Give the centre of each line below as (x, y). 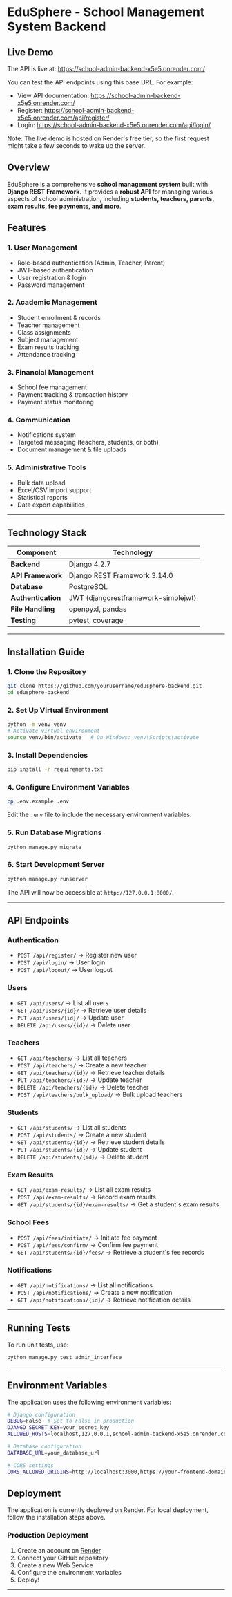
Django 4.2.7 (90, 564)
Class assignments (44, 332)
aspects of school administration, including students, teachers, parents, (111, 198)
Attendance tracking (46, 354)
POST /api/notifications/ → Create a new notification (95, 1293)
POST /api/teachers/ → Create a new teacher (82, 1065)
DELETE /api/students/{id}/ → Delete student (83, 1157)
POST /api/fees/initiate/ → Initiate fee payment (87, 1238)
